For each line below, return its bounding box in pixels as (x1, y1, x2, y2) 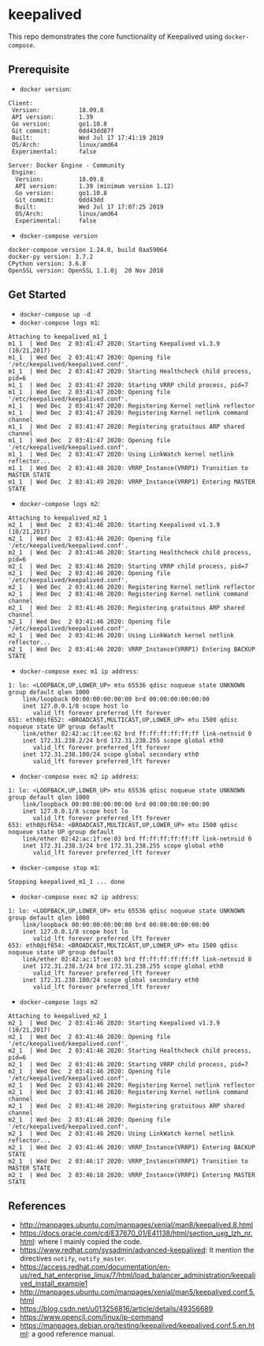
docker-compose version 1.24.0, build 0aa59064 (8, 246, 168, 254)
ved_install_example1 (19, 1279, 88, 1288)
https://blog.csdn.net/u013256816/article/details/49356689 (19, 1304, 214, 1314)
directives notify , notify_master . (19, 1254, 128, 1263)
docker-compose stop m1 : (19, 863, 100, 872)
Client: (8, 99, 34, 107)
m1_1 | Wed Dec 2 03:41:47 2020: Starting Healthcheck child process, (8, 367, 252, 375)
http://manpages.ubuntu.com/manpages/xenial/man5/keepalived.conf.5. (19, 1288, 255, 1297)
